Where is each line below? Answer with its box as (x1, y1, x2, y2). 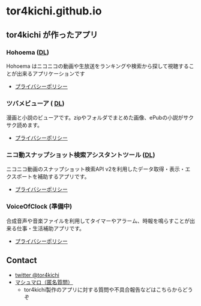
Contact (6, 256, 37, 266)
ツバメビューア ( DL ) (6, 99, 65, 108)
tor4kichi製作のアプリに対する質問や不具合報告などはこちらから (23, 286, 183, 293)
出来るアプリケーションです (16, 70, 85, 77)
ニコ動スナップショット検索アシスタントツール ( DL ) (6, 151, 155, 159)
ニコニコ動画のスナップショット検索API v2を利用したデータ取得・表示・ (6, 165, 185, 173)
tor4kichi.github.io (6, 4, 102, 18)
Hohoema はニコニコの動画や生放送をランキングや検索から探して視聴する (6, 62, 189, 70)
